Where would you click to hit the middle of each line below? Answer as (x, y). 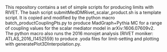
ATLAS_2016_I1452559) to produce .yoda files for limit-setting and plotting (82, 39)
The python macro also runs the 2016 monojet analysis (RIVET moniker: (79, 33)
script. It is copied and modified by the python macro (60, 18)
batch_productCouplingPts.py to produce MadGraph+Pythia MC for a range (84, 23)
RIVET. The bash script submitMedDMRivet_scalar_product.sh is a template (83, 12)
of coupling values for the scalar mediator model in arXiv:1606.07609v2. (80, 28)
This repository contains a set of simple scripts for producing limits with (79, 7)
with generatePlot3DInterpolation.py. (43, 44)
